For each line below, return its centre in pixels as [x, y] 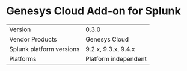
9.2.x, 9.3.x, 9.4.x [110, 49]
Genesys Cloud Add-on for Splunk [94, 11]
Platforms [23, 58]
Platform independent [116, 58]
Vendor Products [33, 39]
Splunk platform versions [44, 49]
